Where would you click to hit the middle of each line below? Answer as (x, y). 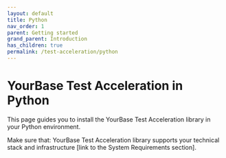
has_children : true (35, 45)
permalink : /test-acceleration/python (63, 52)
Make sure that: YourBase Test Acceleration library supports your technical (113, 140)
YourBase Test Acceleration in (95, 86)
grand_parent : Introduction (47, 39)
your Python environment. (44, 126)
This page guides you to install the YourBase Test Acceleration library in (109, 119)
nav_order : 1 (26, 26)
